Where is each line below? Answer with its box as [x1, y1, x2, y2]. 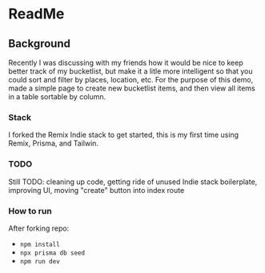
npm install [19, 240, 60, 248]
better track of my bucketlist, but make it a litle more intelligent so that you [8, 66, 254, 76]
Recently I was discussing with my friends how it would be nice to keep [8, 58, 243, 67]
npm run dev [19, 257, 60, 265]
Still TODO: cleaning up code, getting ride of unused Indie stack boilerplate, [8, 177, 258, 187]
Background [8, 37, 70, 50]
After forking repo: [8, 223, 70, 233]
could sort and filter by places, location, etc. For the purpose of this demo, [8, 75, 254, 84]
